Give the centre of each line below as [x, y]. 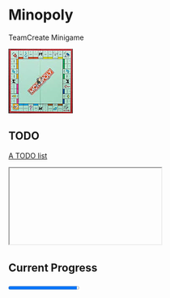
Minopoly [41, 15]
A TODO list [28, 155]
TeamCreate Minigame [46, 37]
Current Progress [53, 268]
